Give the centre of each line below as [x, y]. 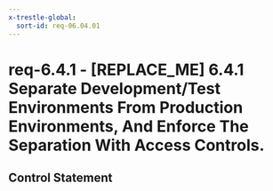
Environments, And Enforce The [129, 126]
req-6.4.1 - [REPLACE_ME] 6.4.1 [126, 70]
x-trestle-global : [42, 17]
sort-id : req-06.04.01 [58, 26]
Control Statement [60, 178]
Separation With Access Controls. [136, 145]
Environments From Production [126, 107]
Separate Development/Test [115, 88]
